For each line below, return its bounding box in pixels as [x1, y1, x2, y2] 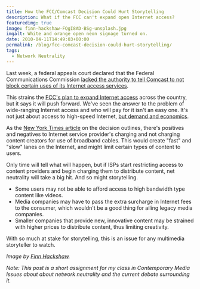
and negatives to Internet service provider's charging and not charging [6, 130, 180, 138]
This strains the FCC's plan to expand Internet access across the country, [6, 94, 187, 101]
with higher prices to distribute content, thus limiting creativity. [14, 223, 169, 230]
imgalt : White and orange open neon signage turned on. [6, 31, 148, 37]
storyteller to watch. [6, 241, 56, 248]
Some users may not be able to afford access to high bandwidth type [14, 185, 185, 192]
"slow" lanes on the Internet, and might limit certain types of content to [6, 143, 181, 150]
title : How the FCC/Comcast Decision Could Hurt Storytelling [6, 8, 164, 15]
